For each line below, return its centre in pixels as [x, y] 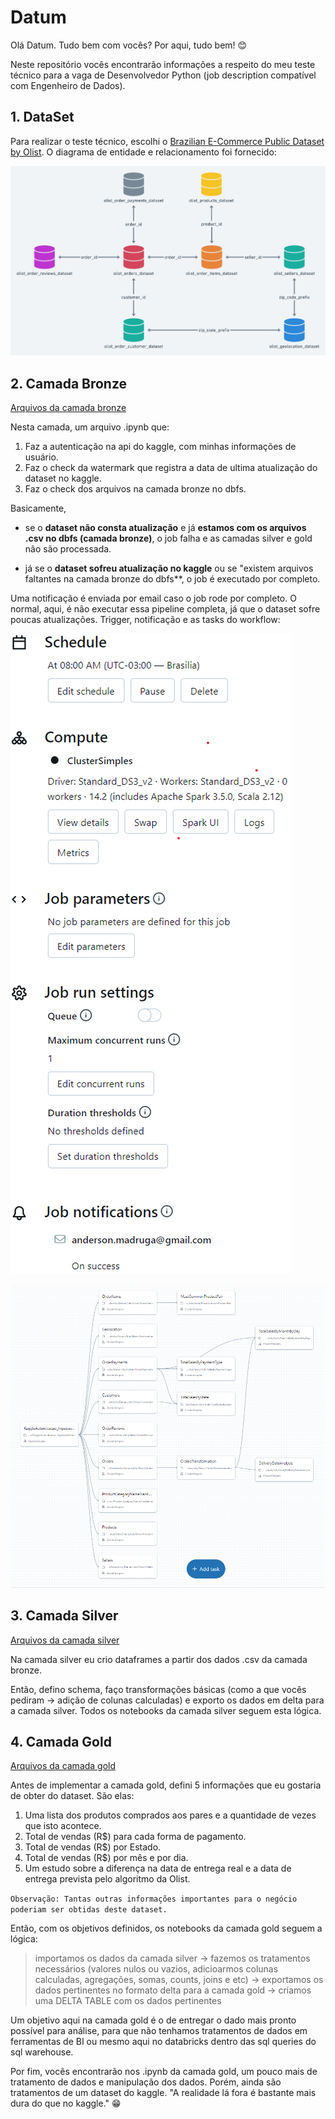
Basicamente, [38, 508]
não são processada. [68, 549]
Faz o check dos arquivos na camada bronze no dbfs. [135, 489]
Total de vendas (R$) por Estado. [93, 1847]
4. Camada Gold [61, 1742]
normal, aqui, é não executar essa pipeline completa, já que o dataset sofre [165, 609]
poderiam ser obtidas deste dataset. [89, 1910]
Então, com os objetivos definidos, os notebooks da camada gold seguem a [166, 1928]
